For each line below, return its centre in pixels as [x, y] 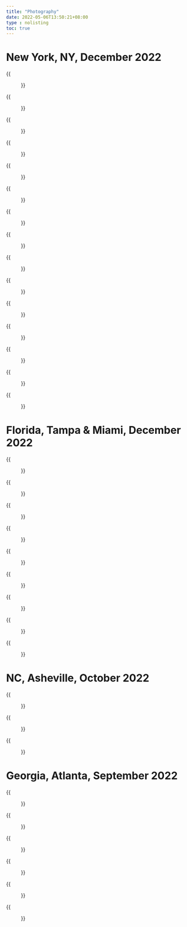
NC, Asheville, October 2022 [78, 678]
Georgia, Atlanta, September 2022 [92, 776]
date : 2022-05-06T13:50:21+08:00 [47, 17]
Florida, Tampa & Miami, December [93, 430]
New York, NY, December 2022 [84, 57]
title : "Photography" [33, 12]
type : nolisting [27, 22]
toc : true [18, 28]
